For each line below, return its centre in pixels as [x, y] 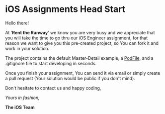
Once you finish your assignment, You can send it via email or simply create [83, 73]
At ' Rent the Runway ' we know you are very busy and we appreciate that [80, 32]
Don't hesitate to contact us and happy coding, [53, 88]
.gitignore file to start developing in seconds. [51, 63]
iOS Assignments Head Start [65, 9]
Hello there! [17, 23]
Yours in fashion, [22, 98]
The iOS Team [20, 107]
